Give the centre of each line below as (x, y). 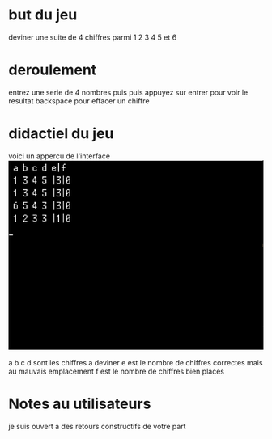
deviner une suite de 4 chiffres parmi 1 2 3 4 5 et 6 (93, 37)
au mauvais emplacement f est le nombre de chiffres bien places (117, 371)
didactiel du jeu (61, 134)
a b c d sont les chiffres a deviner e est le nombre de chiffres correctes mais (136, 362)
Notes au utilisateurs (80, 404)
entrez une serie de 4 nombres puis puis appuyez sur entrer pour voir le (128, 92)
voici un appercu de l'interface (59, 156)
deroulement (53, 70)
